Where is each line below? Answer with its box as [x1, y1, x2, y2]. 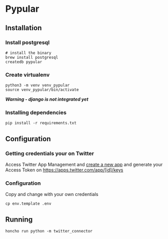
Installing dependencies [5, 109, 67, 116]
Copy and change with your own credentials [5, 191, 99, 198]
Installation [5, 24, 42, 32]
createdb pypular [5, 59, 43, 64]
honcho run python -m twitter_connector [5, 229, 93, 234]
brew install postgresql [5, 55, 58, 60]
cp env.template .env [5, 201, 52, 206]
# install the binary [5, 50, 52, 55]
